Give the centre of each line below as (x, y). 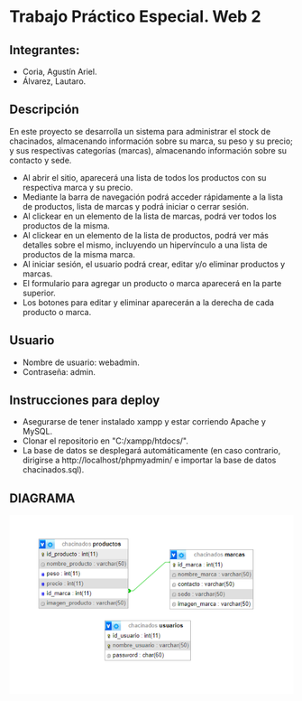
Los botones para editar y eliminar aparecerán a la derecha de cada (148, 302)
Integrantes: (45, 50)
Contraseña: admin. (59, 371)
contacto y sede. (41, 160)
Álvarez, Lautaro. (54, 81)
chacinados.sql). (53, 470)
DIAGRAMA (42, 498)
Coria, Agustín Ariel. (59, 71)
